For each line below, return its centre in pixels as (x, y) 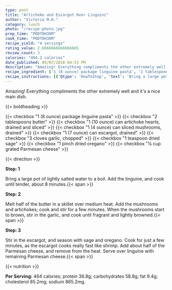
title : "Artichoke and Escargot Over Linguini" (57, 15)
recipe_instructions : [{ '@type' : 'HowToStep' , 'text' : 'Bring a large (82, 77)
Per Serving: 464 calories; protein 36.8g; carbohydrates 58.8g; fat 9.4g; (82, 276)
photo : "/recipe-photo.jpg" (35, 29)
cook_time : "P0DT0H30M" (31, 39)
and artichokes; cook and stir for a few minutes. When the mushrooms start (85, 209)
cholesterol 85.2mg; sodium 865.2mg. (46, 281)
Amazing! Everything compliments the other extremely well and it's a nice (83, 91)
